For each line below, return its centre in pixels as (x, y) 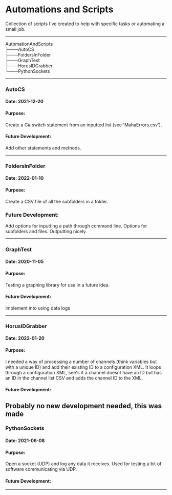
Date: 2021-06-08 (25, 441)
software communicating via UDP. (41, 469)
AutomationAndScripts (29, 44)
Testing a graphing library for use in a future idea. (58, 285)
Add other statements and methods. (43, 148)
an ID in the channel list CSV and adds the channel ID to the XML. (74, 378)
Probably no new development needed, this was (84, 406)
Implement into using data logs (38, 308)
